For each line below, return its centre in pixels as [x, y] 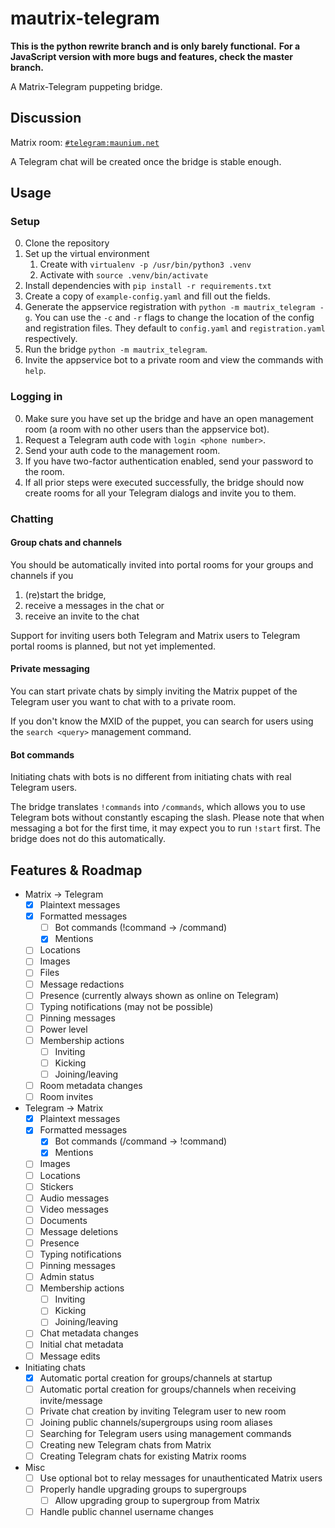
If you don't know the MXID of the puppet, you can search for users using [162, 721]
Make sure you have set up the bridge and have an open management [169, 418]
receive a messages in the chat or [94, 605]
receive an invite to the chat [82, 616]
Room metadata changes [91, 1086]
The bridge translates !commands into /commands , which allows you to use [158, 807]
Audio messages [74, 1198]
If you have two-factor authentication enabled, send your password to [169, 461]
